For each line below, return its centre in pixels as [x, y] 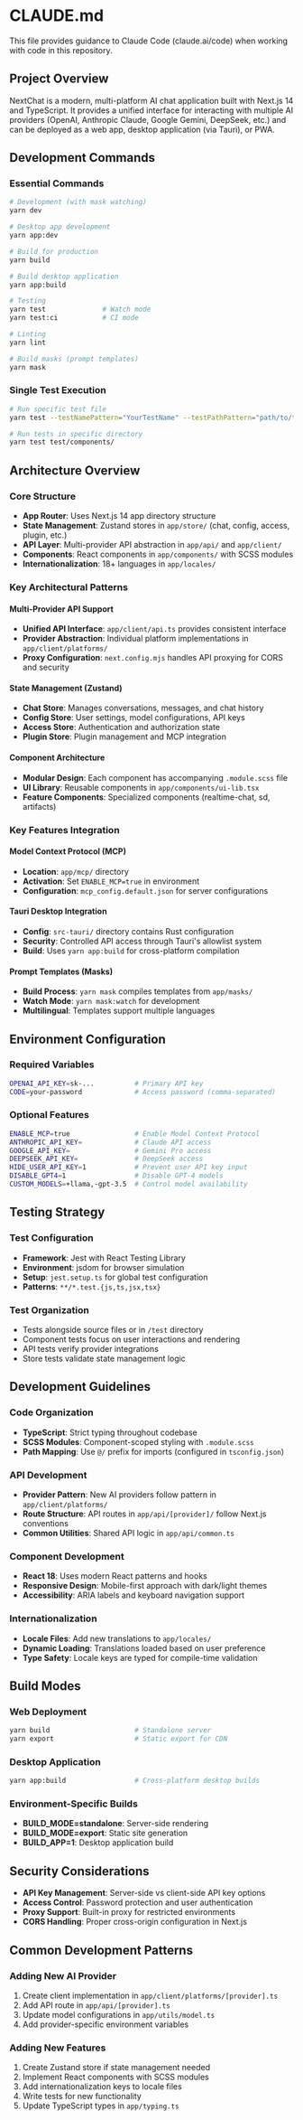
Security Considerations [80, 1871]
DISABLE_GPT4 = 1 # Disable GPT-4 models [116, 1176]
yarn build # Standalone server [110, 1731]
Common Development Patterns [101, 1950]
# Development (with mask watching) [78, 202]
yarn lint [28, 342]
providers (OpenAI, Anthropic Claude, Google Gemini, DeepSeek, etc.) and [148, 119]
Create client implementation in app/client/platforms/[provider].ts [150, 1995]
